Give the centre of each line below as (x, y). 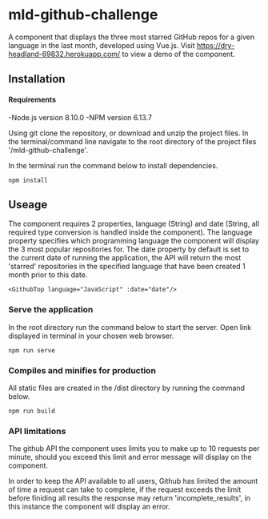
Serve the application (51, 310)
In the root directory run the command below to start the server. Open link (130, 327)
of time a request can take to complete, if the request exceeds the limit (125, 489)
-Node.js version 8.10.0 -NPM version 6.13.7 (80, 117)
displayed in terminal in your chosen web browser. (91, 336)
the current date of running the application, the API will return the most (125, 258)
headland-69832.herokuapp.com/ (64, 54)
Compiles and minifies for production (82, 370)
